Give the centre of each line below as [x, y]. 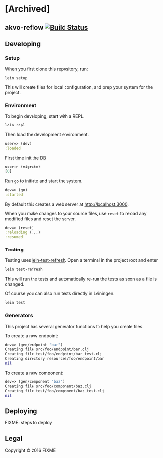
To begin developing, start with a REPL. [45, 116]
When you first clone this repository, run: [47, 69]
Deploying [21, 411]
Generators [19, 316]
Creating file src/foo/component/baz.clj [48, 386]
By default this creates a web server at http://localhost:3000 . [67, 204]
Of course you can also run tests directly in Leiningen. [60, 294]
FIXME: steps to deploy [29, 423]
